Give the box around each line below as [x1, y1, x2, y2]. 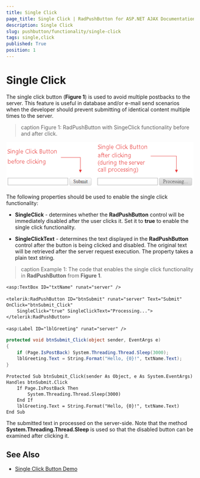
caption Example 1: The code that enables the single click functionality [20, 265, 193, 273]
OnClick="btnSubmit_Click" [6, 302, 73, 308]
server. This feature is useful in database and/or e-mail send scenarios [6, 99, 180, 106]
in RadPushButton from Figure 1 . [20, 272, 102, 279]
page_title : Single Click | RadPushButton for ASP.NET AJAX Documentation [6, 15, 196, 22]
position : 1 [6, 48, 36, 54]
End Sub [6, 409, 26, 416]
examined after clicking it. [6, 432, 70, 439]
